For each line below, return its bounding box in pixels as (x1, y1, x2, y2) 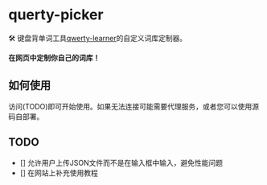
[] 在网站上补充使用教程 (19, 167, 98, 178)
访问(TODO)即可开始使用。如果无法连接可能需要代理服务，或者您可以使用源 (8, 101, 260, 111)
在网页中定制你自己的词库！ (8, 52, 101, 62)
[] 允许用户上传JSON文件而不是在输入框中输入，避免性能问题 (19, 158, 224, 167)
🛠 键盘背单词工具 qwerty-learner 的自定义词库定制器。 (8, 33, 187, 43)
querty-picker (8, 6, 104, 24)
